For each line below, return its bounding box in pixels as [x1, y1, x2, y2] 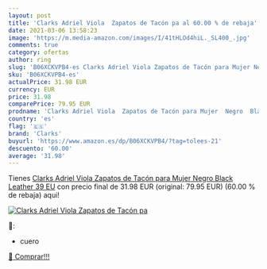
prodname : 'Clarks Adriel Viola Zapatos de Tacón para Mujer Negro [8, 108, 244, 116]
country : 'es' [8, 115, 56, 123]
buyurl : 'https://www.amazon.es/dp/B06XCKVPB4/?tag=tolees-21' [8, 136, 222, 145]
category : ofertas [8, 48, 69, 56]
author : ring [8, 56, 52, 64]
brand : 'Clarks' [8, 129, 62, 137]
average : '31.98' [8, 152, 66, 159]
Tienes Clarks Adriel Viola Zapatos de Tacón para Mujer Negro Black [8, 174, 234, 183]
